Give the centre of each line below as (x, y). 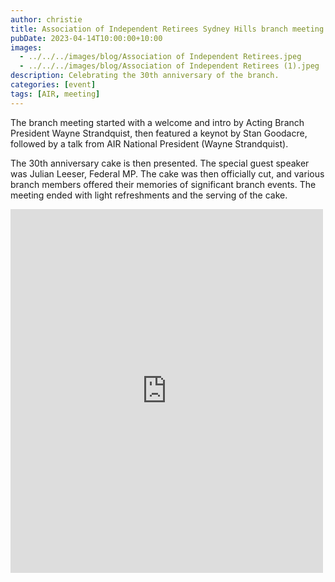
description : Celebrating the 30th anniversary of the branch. (145, 76)
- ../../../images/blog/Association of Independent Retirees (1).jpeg (169, 66)
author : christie (46, 19)
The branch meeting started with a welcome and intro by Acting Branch (157, 122)
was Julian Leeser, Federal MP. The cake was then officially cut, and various (167, 173)
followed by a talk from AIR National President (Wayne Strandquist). (149, 143)
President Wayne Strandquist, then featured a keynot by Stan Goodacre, (159, 133)
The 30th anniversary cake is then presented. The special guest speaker (160, 163)
